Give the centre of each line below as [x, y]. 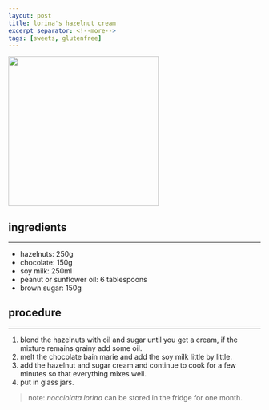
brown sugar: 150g [50, 288]
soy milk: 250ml [46, 271]
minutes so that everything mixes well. [83, 373]
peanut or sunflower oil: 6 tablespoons [84, 280]
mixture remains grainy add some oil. [81, 348]
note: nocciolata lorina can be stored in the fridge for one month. [135, 397]
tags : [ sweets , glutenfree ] [55, 38]
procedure [35, 313]
